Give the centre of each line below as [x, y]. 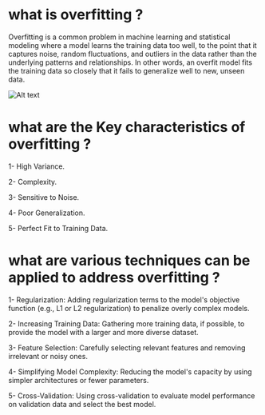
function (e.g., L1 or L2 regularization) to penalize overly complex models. [129, 308]
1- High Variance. [37, 166]
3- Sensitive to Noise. [44, 197]
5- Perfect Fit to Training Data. [58, 228]
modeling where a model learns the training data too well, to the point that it [132, 45]
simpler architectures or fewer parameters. [79, 380]
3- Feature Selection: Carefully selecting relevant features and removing [127, 347]
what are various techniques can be [129, 261]
